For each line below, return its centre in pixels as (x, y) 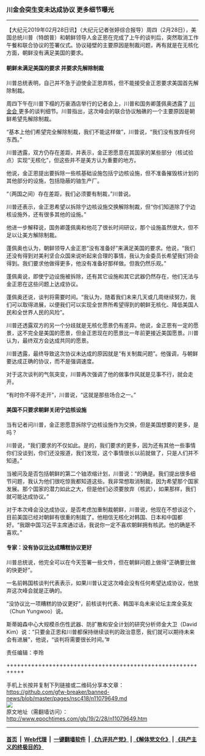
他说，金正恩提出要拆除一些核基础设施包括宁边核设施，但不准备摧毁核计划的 (103, 173)
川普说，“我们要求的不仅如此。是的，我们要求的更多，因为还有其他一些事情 (101, 445)
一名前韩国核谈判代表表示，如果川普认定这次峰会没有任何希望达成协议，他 (100, 583)
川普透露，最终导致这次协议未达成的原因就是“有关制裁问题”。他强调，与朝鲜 (102, 354)
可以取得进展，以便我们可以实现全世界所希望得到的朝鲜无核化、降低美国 (102, 305)
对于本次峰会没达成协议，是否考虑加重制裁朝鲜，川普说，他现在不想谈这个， (103, 510)
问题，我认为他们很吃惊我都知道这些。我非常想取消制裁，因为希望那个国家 (105, 481)
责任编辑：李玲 (25, 652)
